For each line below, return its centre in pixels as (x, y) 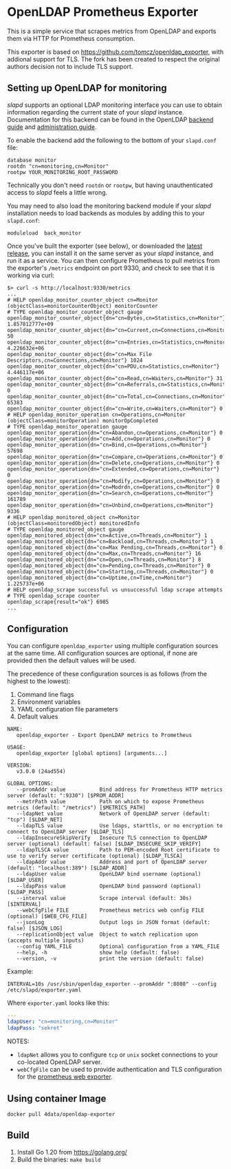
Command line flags (45, 694)
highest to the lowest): (39, 681)
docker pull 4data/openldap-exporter (61, 1114)
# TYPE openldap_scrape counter (53, 596)
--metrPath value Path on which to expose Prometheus (110, 801)
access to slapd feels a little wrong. (57, 192)
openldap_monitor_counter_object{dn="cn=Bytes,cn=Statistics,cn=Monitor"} (117, 318)
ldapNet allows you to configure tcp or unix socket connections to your (118, 1055)
